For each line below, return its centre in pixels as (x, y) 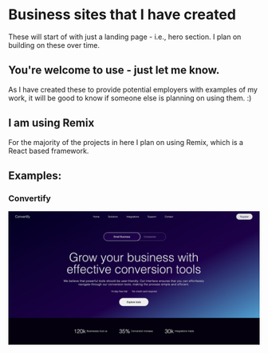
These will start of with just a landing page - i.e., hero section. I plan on (125, 37)
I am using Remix (51, 123)
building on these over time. (54, 45)
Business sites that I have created (122, 15)
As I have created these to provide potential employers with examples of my (133, 89)
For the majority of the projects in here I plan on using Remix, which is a (126, 142)
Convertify (30, 198)
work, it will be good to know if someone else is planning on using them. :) (130, 98)
